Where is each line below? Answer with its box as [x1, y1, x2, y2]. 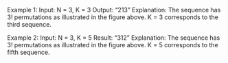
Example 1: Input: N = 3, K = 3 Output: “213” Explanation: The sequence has [7, 6, 221, 14]
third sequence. [7, 21, 52, 28]
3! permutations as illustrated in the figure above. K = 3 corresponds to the [7, 13, 218, 21]
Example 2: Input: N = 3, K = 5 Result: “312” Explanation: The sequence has [7, 34, 220, 42]
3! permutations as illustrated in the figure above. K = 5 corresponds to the [7, 41, 218, 49]
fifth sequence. [7, 48, 50, 56]
